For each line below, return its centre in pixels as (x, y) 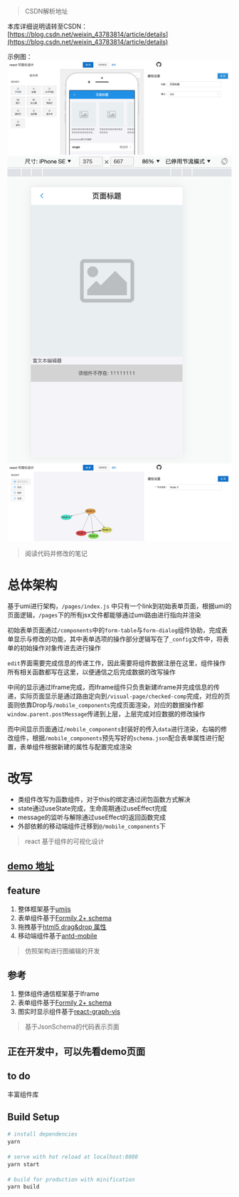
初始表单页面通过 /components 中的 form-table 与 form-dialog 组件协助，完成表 (118, 630)
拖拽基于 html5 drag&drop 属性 (62, 927)
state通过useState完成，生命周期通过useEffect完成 (92, 808)
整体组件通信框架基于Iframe (58, 994)
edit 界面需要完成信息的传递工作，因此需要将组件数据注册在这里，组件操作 (117, 663)
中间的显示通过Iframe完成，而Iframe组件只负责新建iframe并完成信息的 (111, 687)
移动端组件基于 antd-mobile (57, 935)
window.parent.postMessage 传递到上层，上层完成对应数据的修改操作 (106, 714)
